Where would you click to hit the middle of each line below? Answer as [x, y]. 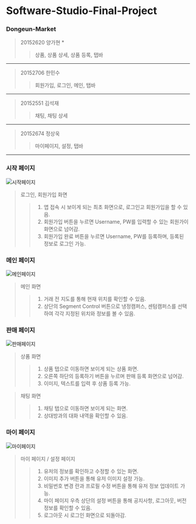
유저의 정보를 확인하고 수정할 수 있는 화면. [91, 471]
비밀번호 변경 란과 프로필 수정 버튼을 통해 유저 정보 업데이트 [111, 486]
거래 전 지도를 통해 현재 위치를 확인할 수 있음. [95, 299]
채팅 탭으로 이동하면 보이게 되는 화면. [86, 409]
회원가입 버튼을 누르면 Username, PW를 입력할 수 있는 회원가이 [116, 221]
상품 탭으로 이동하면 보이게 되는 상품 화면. [91, 369]
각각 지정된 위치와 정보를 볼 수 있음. [95, 314]
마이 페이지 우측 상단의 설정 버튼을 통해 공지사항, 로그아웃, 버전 [115, 500]
